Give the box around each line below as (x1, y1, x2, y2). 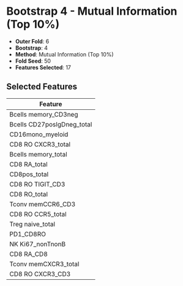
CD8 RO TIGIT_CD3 (9, 180, 65, 188)
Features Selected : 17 (15, 63, 72, 71)
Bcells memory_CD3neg (9, 110, 78, 118)
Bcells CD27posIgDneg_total (9, 120, 92, 128)
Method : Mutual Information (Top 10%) (15, 50, 114, 58)
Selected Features (6, 82, 78, 92)
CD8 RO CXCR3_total (9, 140, 71, 149)
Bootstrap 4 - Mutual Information (6, 4, 177, 18)
